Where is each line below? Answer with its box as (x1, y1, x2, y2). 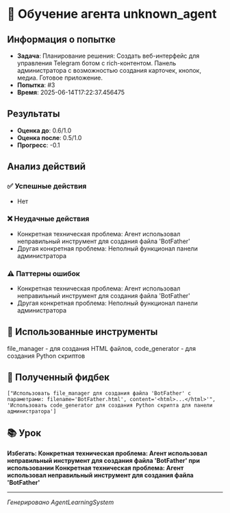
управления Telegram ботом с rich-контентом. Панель (16, 59, 177, 67)
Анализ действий (7, 161, 86, 172)
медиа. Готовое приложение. (16, 73, 103, 82)
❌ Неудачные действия (7, 214, 90, 224)
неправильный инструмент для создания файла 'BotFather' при (7, 456, 201, 464)
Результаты (7, 108, 60, 119)
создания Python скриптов (7, 352, 86, 360)
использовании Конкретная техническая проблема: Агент (7, 464, 184, 472)
